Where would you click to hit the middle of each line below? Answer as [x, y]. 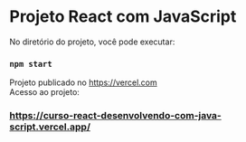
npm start [31, 64]
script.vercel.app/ [50, 127]
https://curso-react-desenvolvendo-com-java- [115, 116]
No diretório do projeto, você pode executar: [92, 42]
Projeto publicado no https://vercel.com [83, 82]
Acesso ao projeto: [44, 92]
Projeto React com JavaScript [123, 17]
